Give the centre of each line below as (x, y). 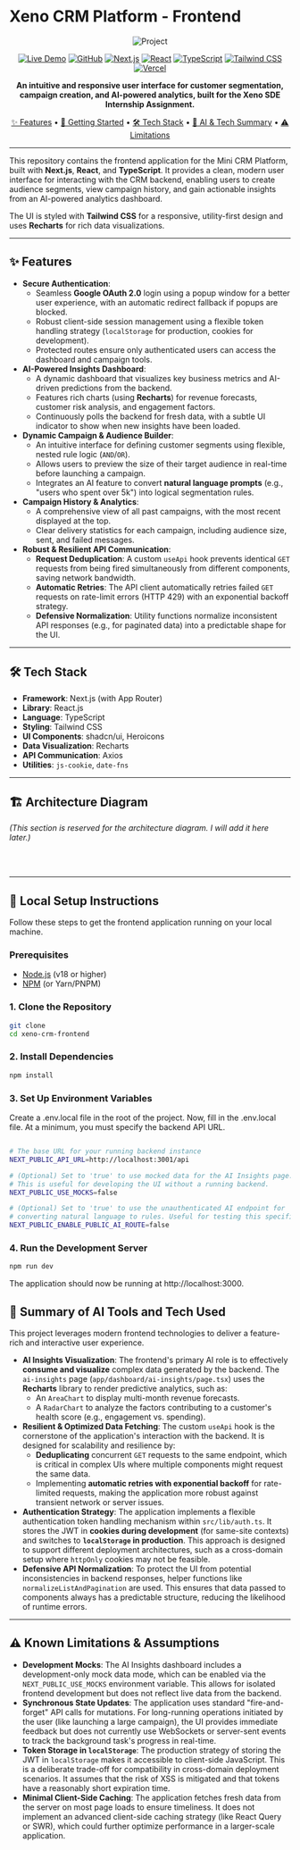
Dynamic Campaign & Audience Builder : (98, 435)
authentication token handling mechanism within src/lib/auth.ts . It (147, 1521)
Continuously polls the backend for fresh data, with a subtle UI (150, 416)
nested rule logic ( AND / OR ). (83, 454)
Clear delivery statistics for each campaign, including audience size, (161, 530)
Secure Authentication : (67, 283)
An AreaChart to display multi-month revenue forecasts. (137, 1398)
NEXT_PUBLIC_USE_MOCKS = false (63, 1193)
